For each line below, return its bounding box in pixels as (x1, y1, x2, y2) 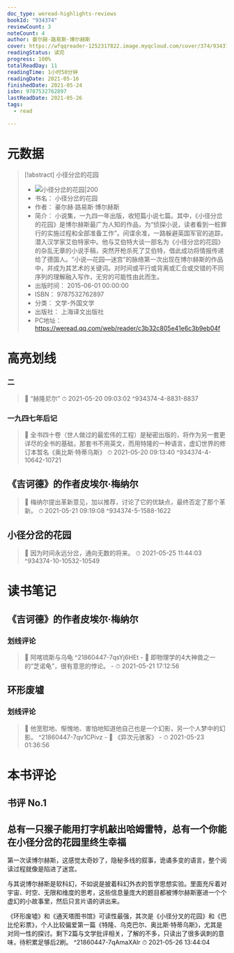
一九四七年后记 (7, 413, 58, 423)
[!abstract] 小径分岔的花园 (24, 170, 100, 179)
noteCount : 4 (7, 29, 45, 37)
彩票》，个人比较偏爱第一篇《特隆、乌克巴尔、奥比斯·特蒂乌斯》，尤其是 (19, 921, 223, 929)
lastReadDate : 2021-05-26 (7, 95, 82, 102)
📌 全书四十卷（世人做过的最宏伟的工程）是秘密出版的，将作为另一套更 (24, 431, 226, 439)
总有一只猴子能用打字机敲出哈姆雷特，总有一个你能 (7, 823, 227, 835)
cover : (7, 43, 26, 50)
